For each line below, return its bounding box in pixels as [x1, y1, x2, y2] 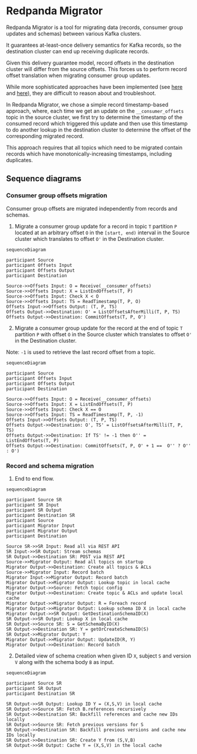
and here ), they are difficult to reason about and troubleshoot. [6, 89, 156, 96]
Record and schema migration [6, 462, 94, 470]
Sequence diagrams [6, 173, 81, 184]
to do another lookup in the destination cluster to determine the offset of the [6, 126, 191, 133]
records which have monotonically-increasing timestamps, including [6, 150, 172, 157]
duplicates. [6, 156, 34, 163]
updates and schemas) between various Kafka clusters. [6, 30, 142, 37]
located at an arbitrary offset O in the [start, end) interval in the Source [14, 229, 190, 236]
